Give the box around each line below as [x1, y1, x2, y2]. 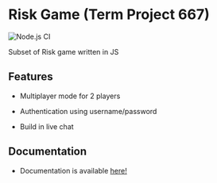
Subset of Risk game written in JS [8, 47, 119, 56]
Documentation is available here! [19, 166, 127, 175]
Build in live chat [19, 121, 74, 132]
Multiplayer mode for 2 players [19, 91, 121, 101]
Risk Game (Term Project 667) [8, 6, 211, 24]
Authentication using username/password [19, 106, 157, 116]
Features [8, 70, 53, 84]
